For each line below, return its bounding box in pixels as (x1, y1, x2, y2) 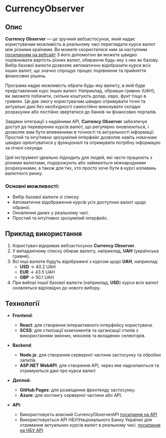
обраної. (12, 205, 31, 211)
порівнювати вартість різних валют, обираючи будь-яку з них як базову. (5, 57, 160, 63)
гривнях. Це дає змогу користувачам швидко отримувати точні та (5, 98, 146, 104)
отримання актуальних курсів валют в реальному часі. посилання (19, 422, 161, 428)
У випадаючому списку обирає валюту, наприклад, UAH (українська (12, 248, 159, 254)
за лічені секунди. (5, 145, 44, 150)
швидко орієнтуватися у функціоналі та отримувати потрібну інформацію (5, 140, 161, 146)
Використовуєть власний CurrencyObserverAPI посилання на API (19, 411, 158, 417)
